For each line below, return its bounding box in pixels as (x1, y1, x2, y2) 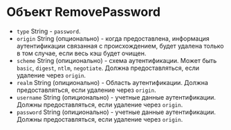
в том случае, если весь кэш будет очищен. (16, 49, 147, 57)
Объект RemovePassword (6, 4, 160, 20)
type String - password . (16, 27, 81, 35)
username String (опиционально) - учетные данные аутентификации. (16, 93, 216, 101)
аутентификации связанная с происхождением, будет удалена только (16, 41, 224, 50)
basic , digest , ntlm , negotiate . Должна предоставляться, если (16, 64, 200, 72)
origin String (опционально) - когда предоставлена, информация (16, 34, 210, 42)
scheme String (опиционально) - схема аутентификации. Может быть (16, 56, 217, 64)
